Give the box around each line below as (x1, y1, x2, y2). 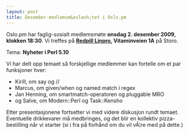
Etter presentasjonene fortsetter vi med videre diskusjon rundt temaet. (6, 108, 179, 116)
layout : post (6, 8, 39, 15)
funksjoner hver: (6, 66, 47, 73)
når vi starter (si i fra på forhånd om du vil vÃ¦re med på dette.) (29, 121, 184, 128)
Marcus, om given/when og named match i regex (14, 84, 136, 91)
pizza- (159, 114, 175, 122)
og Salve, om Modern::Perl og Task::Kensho (14, 96, 123, 104)
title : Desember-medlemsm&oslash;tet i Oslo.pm (6, 14, 127, 20)
